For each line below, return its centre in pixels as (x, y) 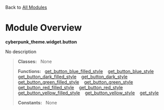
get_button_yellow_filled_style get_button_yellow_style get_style (88, 93)
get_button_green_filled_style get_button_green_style (75, 82)
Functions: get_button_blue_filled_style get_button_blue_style (86, 71)
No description (21, 51)
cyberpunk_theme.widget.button (41, 42)
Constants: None (37, 102)
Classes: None (35, 61)
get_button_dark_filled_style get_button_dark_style (73, 77)
